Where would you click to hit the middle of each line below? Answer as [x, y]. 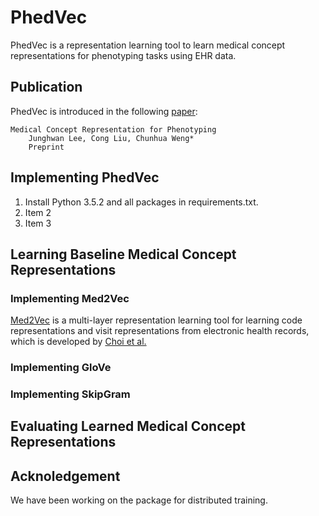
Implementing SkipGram [70, 394]
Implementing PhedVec [85, 177]
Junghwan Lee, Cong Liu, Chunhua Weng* [111, 138]
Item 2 [38, 212]
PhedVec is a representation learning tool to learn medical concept [148, 45]
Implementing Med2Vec [70, 298]
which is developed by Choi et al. [78, 342]
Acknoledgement [65, 476]
